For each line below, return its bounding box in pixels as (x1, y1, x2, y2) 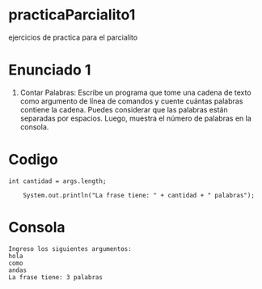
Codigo (8, 151, 58, 169)
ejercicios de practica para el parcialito (8, 32, 138, 42)
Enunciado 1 (8, 61, 91, 79)
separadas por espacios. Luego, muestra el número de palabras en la (19, 113, 252, 123)
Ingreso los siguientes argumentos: (8, 244, 132, 253)
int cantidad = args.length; (8, 176, 107, 185)
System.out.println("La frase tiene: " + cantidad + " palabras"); (23, 191, 255, 199)
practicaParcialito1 (8, 6, 136, 24)
